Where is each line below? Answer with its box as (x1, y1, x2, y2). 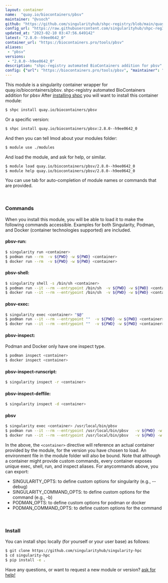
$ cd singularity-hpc (5, 553, 50, 558)
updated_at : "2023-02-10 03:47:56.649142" (5, 31, 95, 36)
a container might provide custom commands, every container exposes (5, 458, 152, 464)
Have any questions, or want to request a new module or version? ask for (5, 567, 156, 573)
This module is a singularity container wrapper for (5, 82, 108, 88)
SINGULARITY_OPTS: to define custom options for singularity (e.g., (12, 478, 151, 484)
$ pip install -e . (5, 557, 46, 563)
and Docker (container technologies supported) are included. (5, 227, 131, 233)
